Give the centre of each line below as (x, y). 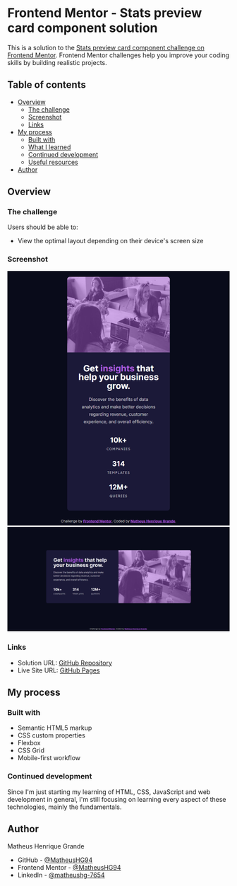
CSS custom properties (51, 735)
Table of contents (47, 85)
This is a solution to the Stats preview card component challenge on (106, 47)
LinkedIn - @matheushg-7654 (61, 875)
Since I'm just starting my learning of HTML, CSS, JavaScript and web (109, 792)
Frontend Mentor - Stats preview (105, 13)
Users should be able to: (43, 227)
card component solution (83, 28)
